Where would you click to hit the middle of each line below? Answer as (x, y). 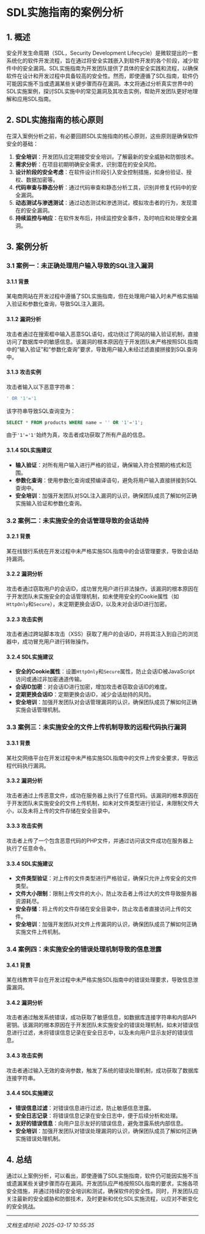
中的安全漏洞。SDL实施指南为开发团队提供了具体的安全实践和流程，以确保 (105, 68)
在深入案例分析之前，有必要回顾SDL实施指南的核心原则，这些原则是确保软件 (102, 136)
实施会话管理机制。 (39, 710)
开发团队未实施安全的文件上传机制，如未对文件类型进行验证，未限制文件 (102, 803)
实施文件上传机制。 (39, 932)
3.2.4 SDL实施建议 (30, 657)
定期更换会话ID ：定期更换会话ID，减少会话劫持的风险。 (85, 695)
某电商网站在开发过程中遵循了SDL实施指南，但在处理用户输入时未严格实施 (100, 296)
